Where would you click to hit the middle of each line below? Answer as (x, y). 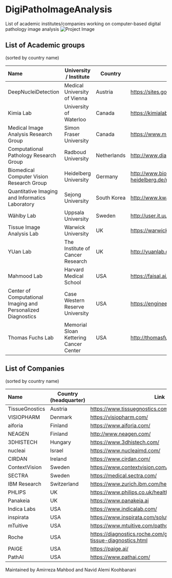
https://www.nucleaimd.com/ (125, 450)
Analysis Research (30, 134)
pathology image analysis (32, 29)
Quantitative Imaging (33, 191)
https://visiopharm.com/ (119, 417)
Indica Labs (22, 509)
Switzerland (64, 484)
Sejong (73, 195)
